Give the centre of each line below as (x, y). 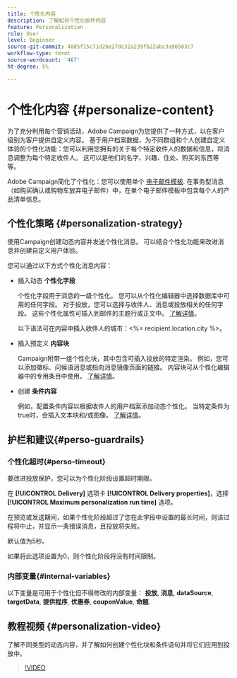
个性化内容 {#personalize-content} (111, 110)
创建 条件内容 (37, 391)
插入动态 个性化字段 (46, 281)
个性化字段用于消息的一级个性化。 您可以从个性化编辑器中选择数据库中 (120, 296)
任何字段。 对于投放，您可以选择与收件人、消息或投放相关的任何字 (127, 304)
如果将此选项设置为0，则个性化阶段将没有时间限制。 (84, 556)
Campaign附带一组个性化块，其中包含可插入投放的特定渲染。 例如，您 (120, 359)
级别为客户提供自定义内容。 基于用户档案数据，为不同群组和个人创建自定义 (116, 139)
